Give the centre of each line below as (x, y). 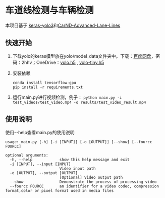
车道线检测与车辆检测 (50, 10)
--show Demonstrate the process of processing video (83, 182)
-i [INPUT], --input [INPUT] (40, 164)
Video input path (77, 168)
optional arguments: (27, 155)
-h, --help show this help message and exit (70, 160)
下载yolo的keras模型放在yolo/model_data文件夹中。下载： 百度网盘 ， (84, 56)
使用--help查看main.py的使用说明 (40, 132)
